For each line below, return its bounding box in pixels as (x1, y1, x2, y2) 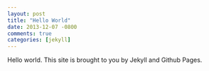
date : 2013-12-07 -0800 (7, 23, 78, 30)
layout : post (7, 10, 46, 18)
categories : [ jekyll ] (7, 37, 71, 44)
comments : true (7, 30, 52, 37)
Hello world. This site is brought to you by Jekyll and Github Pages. (7, 56, 203, 64)
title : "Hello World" (7, 17, 71, 24)
